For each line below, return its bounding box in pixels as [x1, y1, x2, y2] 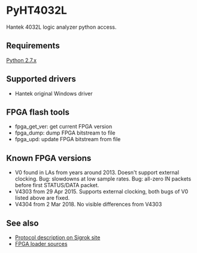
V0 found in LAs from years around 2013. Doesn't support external [14, 169, 180, 176]
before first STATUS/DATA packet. [14, 182, 99, 189]
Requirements [6, 41, 60, 51]
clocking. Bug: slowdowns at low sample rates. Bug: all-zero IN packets [14, 175, 192, 182]
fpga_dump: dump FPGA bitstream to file [14, 129, 116, 136]
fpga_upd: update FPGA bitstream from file [14, 136, 121, 143]
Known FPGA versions [6, 153, 92, 163]
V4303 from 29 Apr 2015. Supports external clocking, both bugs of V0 [14, 188, 189, 195]
